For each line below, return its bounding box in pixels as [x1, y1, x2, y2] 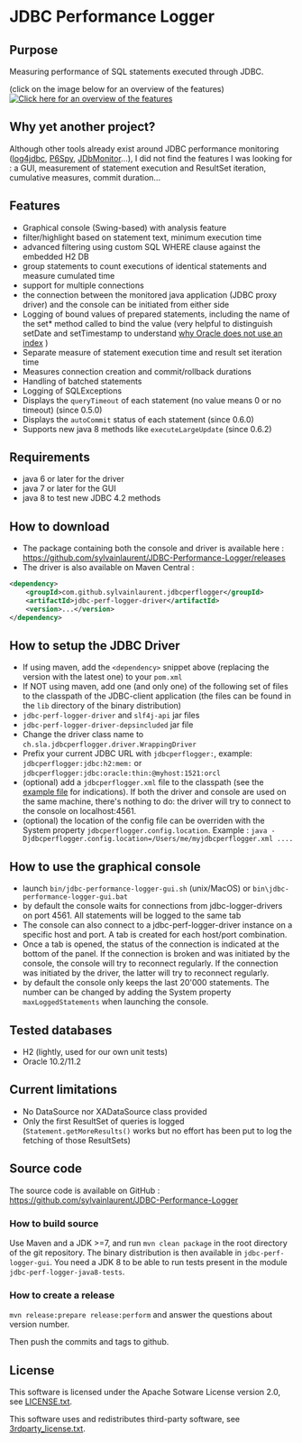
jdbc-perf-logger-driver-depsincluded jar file [22, 719, 194, 730]
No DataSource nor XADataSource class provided [22, 1105, 207, 1116]
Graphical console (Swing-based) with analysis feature [22, 222, 227, 233]
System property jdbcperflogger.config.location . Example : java [22, 825, 268, 836]
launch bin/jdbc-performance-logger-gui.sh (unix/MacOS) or [22, 883, 251, 894]
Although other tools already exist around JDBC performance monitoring [9, 143, 279, 154]
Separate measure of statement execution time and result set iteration [22, 347, 282, 357]
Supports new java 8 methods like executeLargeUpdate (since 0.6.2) [22, 423, 272, 434]
